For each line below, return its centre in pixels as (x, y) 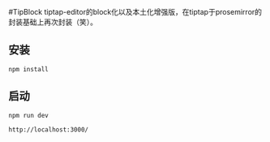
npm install (28, 69)
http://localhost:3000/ (49, 129)
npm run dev (28, 115)
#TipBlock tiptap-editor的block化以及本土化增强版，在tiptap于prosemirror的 (135, 12)
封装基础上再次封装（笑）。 (53, 22)
